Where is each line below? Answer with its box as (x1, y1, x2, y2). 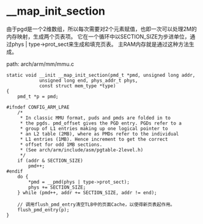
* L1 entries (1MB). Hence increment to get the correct (20, 136, 168, 142)
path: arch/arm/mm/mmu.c (6, 60, 75, 68)
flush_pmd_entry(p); (17, 206, 70, 213)
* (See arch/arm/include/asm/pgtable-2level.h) (20, 146, 144, 153)
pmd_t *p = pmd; (17, 93, 59, 99)
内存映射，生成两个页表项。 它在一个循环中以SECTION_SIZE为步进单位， (6, 32, 190, 40)
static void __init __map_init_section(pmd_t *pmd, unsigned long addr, (6, 72, 196, 78)
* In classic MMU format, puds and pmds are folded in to (20, 115, 171, 121)
